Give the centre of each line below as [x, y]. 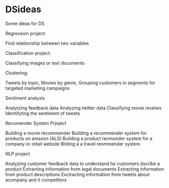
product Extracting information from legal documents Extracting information [85, 169]
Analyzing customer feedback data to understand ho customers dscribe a [83, 164]
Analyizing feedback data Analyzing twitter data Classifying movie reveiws [83, 108]
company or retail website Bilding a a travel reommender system [73, 144]
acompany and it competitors [36, 180]
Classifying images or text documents [45, 63]
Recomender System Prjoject [36, 123]
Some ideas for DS [25, 23]
